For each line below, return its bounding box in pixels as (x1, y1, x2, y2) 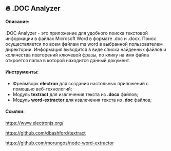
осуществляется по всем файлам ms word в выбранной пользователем (5, 41, 163, 47)
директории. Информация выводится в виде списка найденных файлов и (5, 46, 166, 52)
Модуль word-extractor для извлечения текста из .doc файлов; (12, 97, 152, 103)
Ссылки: (5, 108, 25, 115)
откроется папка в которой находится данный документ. (5, 57, 130, 63)
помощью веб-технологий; (12, 86, 72, 92)
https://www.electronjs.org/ (5, 120, 64, 126)
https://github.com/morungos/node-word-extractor (5, 140, 114, 146)
